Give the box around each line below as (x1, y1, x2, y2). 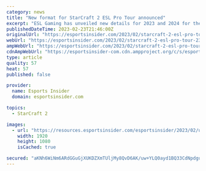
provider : (6, 82, 32, 89)
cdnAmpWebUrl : (6, 49, 43, 55)
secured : (6, 155, 29, 162)
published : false (6, 71, 51, 78)
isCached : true (17, 144, 56, 150)
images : (6, 122, 26, 128)
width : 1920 (17, 133, 48, 139)
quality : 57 (6, 60, 37, 66)
